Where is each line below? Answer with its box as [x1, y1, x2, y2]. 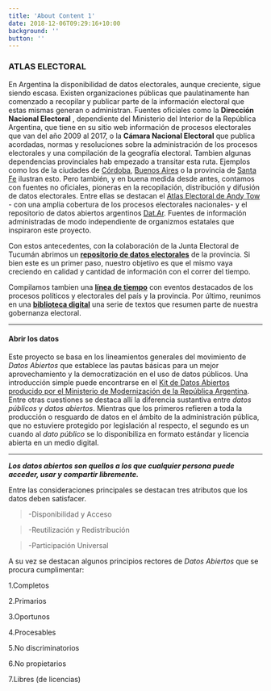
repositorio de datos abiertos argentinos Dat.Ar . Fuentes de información [8, 207, 247, 218]
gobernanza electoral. [8, 308, 82, 317]
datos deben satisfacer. [8, 493, 87, 503]
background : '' [8, 27, 60, 35]
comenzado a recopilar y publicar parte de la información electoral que [8, 96, 244, 106]
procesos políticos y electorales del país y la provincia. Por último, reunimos [8, 291, 261, 300]
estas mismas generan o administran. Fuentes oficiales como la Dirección [8, 105, 254, 115]
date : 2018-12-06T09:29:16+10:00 [8, 19, 121, 27]
